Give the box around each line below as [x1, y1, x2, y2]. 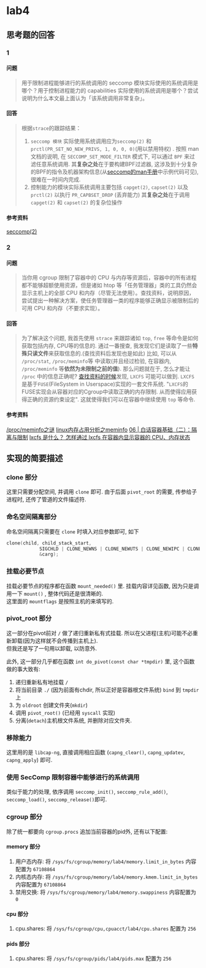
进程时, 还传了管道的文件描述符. [6, 496, 87, 503]
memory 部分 [6, 843, 41, 850]
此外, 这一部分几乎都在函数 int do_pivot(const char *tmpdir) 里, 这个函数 [6, 657, 195, 665]
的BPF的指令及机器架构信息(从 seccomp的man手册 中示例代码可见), [30, 168, 199, 175]
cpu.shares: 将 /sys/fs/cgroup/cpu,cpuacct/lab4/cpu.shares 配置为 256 [15, 925, 196, 932]
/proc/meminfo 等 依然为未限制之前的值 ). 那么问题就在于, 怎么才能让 [21, 365, 191, 373]
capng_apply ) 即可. [6, 756, 53, 764]
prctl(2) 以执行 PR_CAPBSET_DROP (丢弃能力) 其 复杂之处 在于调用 [30, 191, 190, 198]
